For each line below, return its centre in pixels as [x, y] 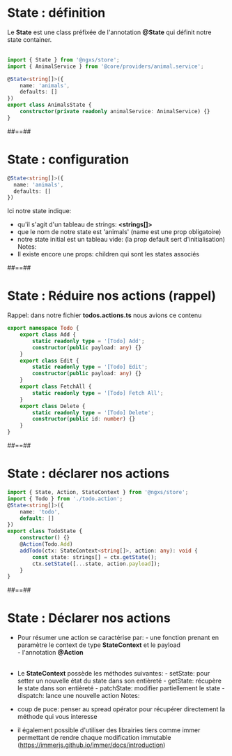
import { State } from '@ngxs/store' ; [63, 60]
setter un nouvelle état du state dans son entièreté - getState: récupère [119, 681]
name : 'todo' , [40, 511]
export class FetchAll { [56, 387]
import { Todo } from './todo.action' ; [65, 499]
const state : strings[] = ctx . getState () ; [95, 557]
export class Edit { [49, 361]
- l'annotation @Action [50, 653]
